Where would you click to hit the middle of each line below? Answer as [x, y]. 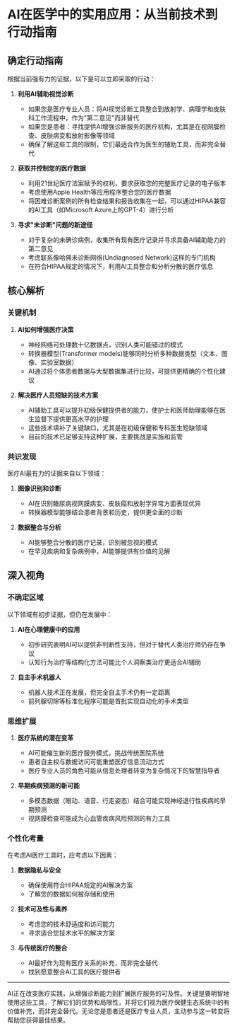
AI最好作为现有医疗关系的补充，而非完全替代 [93, 963]
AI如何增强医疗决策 [45, 329]
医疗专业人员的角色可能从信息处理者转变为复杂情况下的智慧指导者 [124, 770]
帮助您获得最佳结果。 [38, 1020]
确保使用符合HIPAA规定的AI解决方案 [80, 885]
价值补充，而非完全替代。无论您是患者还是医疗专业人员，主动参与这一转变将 [119, 1011]
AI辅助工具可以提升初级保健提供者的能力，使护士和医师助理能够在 [124, 410]
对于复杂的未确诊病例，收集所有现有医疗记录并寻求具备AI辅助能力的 [127, 240]
